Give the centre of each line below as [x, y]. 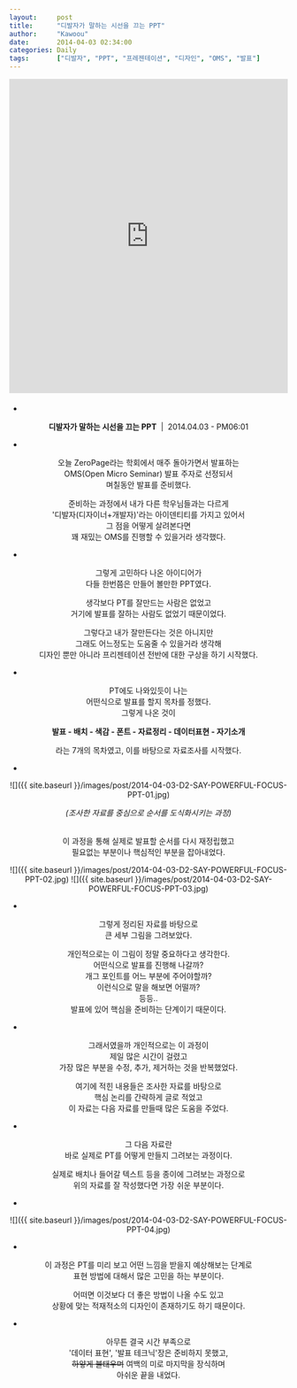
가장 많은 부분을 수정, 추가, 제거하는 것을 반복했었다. [148, 1067]
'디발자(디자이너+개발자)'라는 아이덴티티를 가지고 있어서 [148, 515]
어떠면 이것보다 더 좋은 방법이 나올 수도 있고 [148, 1295]
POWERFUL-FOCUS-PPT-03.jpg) [148, 889]
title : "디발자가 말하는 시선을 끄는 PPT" [87, 26]
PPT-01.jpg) [148, 794]
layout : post [41, 17]
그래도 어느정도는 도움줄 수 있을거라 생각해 [148, 644]
